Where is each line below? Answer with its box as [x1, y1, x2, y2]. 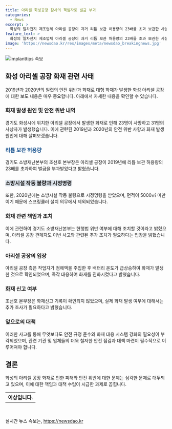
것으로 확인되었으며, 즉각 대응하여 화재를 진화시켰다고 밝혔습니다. [10, 271, 141, 277]
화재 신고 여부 [5, 285, 37, 292]
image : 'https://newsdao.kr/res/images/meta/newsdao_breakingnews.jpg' [5, 41, 161, 46]
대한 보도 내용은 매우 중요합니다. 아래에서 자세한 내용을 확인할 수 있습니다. [10, 93, 158, 99]
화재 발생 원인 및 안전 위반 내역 [5, 107, 76, 114]
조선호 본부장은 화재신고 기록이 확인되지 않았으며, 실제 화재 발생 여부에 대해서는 [5, 298, 164, 304]
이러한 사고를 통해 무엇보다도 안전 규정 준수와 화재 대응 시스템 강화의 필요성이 [5, 331, 160, 337]
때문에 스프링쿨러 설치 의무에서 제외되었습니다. [14, 198, 108, 205]
